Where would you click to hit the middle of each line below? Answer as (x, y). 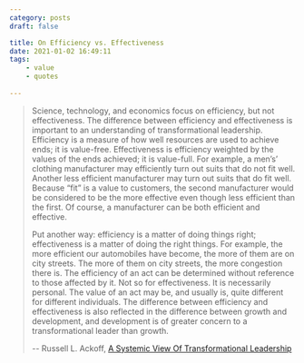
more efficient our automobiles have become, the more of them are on (163, 253)
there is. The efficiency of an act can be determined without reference (163, 272)
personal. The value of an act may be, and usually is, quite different (157, 292)
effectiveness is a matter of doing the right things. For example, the (157, 244)
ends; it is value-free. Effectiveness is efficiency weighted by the (152, 149)
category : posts (40, 18)
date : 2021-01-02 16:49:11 (60, 51)
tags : (20, 60)
